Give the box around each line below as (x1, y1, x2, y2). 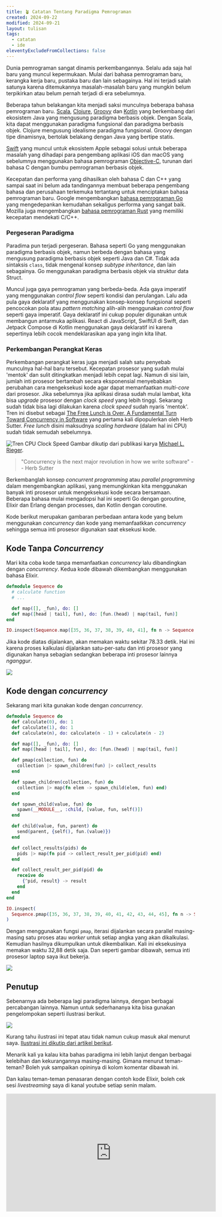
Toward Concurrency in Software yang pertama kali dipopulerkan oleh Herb (6, 416, 193, 423)
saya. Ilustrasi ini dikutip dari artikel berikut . (6, 1040, 113, 1047)
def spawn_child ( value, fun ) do (11, 801, 93, 807)
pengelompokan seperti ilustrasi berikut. (6, 1010, 106, 1018)
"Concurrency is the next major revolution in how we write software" (20, 458, 190, 465)
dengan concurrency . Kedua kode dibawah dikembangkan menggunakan (6, 565, 187, 573)
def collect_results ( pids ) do (11, 845, 87, 851)
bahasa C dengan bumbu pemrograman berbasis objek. (6, 164, 144, 171)
